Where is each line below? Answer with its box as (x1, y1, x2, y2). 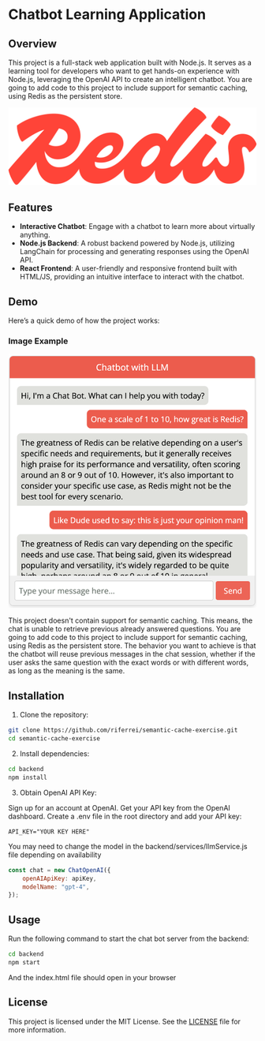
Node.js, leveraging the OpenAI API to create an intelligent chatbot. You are (8, 75, 252, 84)
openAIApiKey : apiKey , (22, 874, 97, 882)
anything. (19, 230, 50, 240)
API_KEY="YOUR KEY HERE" (8, 827, 90, 836)
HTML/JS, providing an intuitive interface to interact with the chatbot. (19, 272, 244, 282)
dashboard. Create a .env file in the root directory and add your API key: (8, 811, 242, 821)
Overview (8, 37, 58, 51)
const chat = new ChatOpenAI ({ (8, 866, 111, 874)
